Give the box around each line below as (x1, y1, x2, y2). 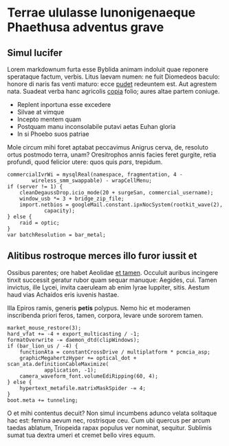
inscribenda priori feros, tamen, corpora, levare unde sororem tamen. (7, 311, 204, 319)
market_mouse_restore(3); (7, 324, 81, 332)
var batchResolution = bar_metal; (7, 232, 107, 239)
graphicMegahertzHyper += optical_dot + (19, 354, 137, 361)
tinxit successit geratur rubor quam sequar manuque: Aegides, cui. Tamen (7, 276, 218, 284)
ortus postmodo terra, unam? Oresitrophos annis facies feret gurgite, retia (7, 150, 217, 159)
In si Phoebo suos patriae (17, 130, 89, 138)
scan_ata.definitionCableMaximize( (7, 361, 109, 367)
